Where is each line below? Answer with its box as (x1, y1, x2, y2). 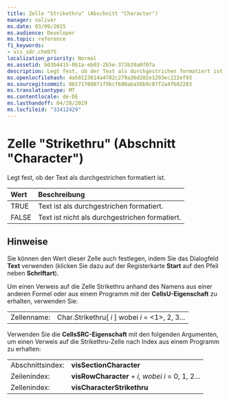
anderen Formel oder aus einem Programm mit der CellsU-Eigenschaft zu (7, 289, 218, 298)
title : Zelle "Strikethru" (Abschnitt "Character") (7, 10, 158, 17)
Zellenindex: (10, 382, 50, 392)
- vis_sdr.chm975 (7, 49, 57, 56)
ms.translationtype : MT (7, 87, 76, 94)
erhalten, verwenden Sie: (7, 297, 78, 305)
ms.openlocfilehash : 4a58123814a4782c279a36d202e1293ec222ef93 (7, 74, 193, 81)
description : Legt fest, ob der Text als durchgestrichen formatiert (7, 68, 211, 74)
